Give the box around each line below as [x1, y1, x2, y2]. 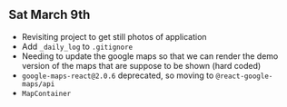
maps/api [21, 79, 55, 89]
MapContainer [21, 89, 72, 98]
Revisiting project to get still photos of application [21, 31, 207, 42]
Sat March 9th [8, 7, 91, 23]
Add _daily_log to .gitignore [21, 41, 134, 52]
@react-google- [215, 72, 273, 81]
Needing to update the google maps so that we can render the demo [21, 50, 279, 62]
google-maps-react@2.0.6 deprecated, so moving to [21, 70, 214, 81]
